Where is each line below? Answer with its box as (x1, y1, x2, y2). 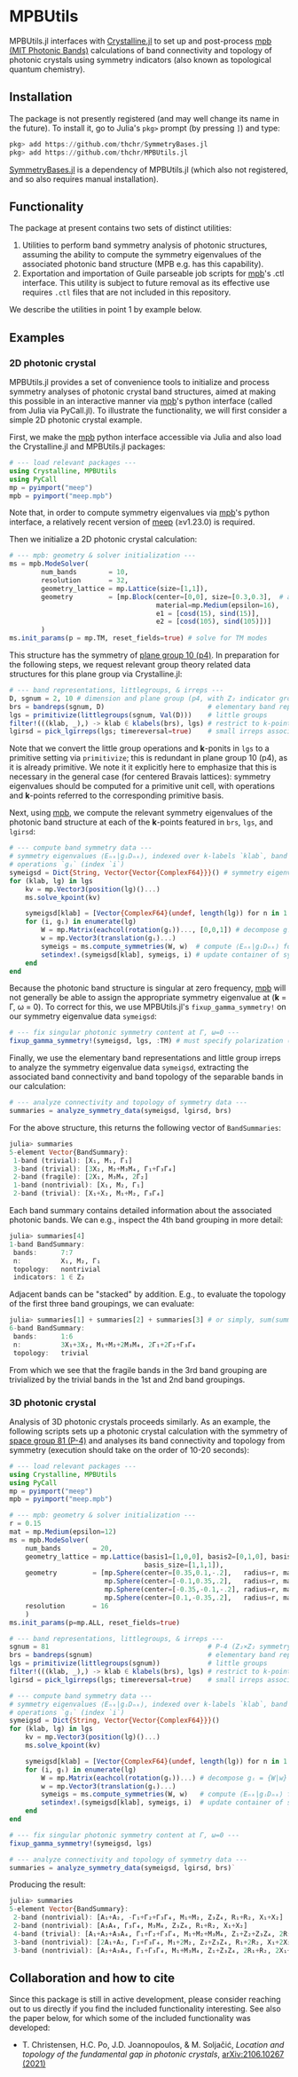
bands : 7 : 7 (12, 1248, 74, 1257)
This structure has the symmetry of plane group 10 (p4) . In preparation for (9, 650, 280, 660)
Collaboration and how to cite (9, 1970, 176, 1986)
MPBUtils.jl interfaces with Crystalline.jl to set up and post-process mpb (9, 36, 272, 46)
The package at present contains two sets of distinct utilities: (9, 223, 232, 233)
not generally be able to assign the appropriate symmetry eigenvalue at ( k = (9, 992, 286, 1003)
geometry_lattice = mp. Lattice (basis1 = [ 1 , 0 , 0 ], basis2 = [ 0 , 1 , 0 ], (25, 1552, 268, 1561)
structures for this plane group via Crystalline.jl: (9, 668, 183, 679)
